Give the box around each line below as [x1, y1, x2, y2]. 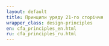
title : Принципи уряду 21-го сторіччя [6, 14, 104, 20]
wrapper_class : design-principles [6, 20, 93, 26]
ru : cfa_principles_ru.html [6, 31, 77, 37]
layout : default [6, 8, 47, 15]
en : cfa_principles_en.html [6, 25, 77, 32]
